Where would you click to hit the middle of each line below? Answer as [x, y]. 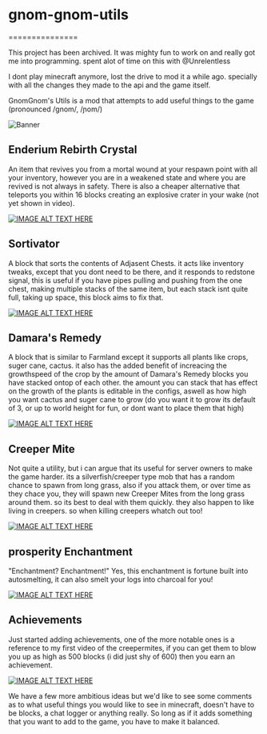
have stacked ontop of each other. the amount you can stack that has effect [133, 383]
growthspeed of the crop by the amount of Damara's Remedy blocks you [128, 374]
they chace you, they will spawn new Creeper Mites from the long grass [127, 494]
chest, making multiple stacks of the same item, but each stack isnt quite [128, 288]
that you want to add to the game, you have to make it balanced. [114, 721]
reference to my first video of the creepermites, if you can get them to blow [132, 647]
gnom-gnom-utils [69, 15]
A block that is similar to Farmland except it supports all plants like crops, [128, 357]
